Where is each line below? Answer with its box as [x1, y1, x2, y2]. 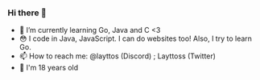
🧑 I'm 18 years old [19, 63, 79, 73]
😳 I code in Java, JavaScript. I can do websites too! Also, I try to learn [19, 34, 253, 43]
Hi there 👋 [7, 7, 47, 18]
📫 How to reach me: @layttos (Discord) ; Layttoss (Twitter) [19, 51, 217, 61]
